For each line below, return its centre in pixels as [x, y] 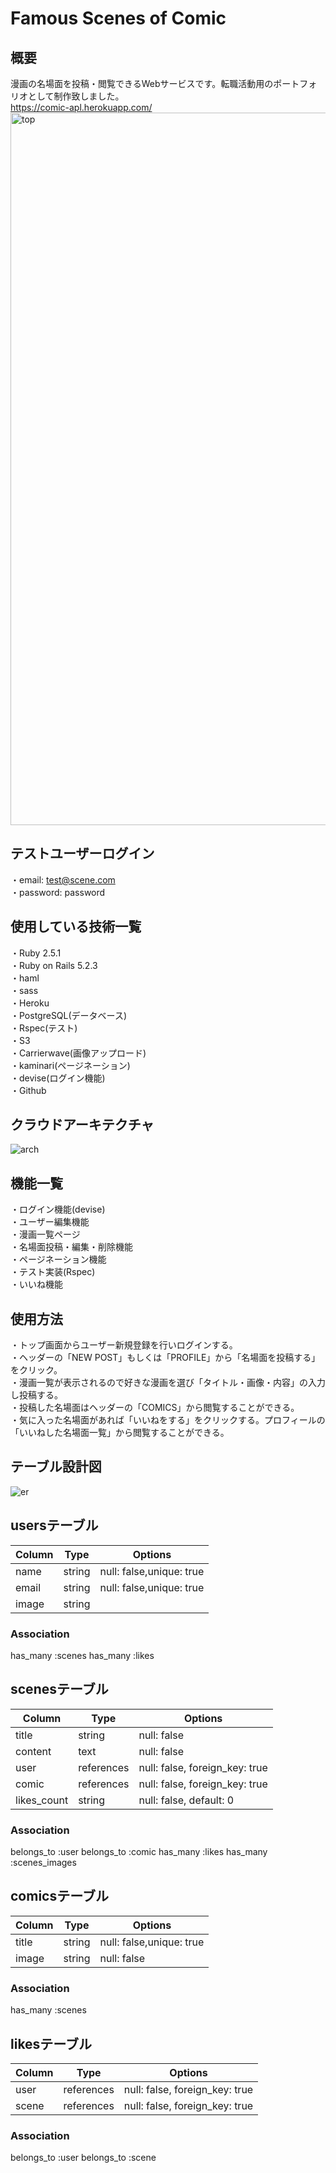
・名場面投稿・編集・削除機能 [71, 1247]
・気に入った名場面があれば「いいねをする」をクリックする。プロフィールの [168, 1420]
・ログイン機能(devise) [58, 1209]
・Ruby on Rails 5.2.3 [54, 965]
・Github [28, 1090]
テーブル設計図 [56, 1467]
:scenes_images [43, 1863]
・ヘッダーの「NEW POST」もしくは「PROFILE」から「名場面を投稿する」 [165, 1358]
